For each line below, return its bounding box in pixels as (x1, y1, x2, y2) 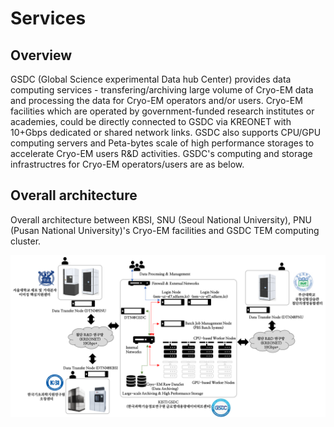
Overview (10, 47, 73, 64)
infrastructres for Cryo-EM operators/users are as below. (10, 158, 245, 170)
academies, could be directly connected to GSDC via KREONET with (10, 116, 292, 127)
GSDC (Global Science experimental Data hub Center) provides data (10, 73, 292, 85)
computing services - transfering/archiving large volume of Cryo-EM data (10, 84, 314, 96)
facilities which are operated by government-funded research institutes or (10, 105, 315, 117)
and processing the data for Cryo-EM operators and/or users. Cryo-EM (10, 95, 303, 106)
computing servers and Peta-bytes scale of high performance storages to (10, 137, 315, 149)
